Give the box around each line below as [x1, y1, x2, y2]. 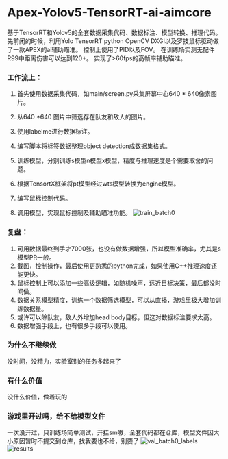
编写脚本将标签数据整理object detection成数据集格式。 [16, 142, 171, 150]
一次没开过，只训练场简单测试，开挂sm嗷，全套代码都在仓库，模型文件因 [7, 428, 214, 436]
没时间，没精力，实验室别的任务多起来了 [7, 357, 121, 365]
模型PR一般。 [16, 253, 55, 261]
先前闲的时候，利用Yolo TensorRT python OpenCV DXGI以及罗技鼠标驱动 [7, 36, 214, 45]
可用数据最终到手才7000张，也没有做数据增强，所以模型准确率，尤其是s [16, 245, 221, 253]
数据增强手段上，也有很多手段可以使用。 [16, 321, 131, 330]
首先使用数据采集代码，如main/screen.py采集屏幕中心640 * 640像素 [16, 90, 211, 98]
